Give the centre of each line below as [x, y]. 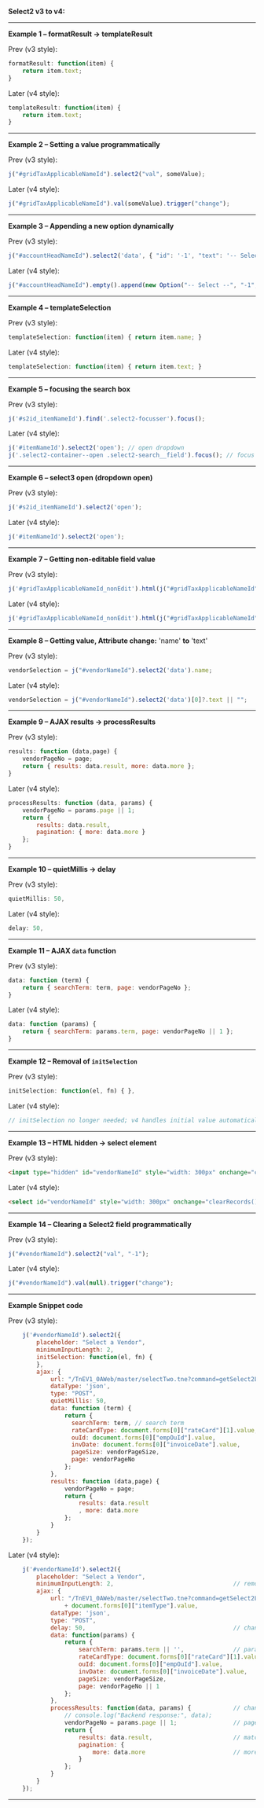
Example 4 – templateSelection [60, 307]
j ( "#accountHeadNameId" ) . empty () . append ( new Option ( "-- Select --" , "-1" [132, 285]
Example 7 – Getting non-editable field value [82, 559]
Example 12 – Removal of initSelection [73, 1061]
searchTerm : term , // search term [128, 1423]
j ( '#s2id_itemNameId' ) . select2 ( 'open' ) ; [75, 507]
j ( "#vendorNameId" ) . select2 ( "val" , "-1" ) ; [79, 1254]
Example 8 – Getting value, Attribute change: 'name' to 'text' [108, 641]
